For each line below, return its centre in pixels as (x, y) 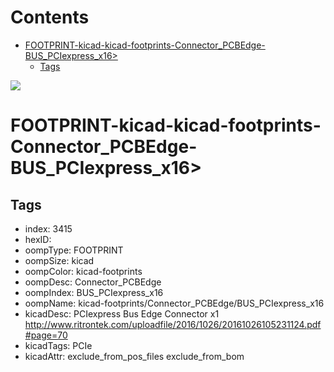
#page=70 (46, 335)
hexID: (38, 239)
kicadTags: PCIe (58, 345)
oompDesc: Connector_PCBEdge (93, 282)
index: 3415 (48, 228)
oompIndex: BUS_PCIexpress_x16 (94, 292)
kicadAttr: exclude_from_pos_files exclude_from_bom (134, 356)
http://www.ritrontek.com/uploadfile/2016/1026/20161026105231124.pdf (173, 324)
